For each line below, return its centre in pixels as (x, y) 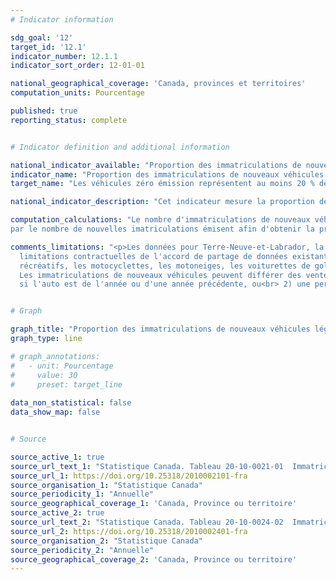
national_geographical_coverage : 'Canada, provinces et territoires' (158, 84)
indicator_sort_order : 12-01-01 (77, 66)
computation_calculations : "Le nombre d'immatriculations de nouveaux (160, 220)
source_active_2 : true (57, 513)
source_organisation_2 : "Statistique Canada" (106, 541)
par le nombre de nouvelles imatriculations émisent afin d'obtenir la (162, 229)
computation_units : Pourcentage (77, 93)
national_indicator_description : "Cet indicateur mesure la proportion (162, 202)
